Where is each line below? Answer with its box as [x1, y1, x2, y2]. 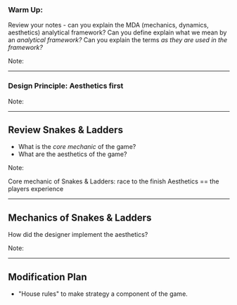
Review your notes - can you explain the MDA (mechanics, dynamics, [8, 21, 210, 30]
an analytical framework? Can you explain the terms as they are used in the [8, 36, 228, 44]
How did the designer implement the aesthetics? [8, 231, 148, 239]
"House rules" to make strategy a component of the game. [18, 290, 188, 298]
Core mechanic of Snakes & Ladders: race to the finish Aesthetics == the [8, 177, 219, 186]
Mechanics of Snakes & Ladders [8, 212, 152, 223]
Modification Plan [8, 271, 87, 283]
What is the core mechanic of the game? [18, 143, 136, 151]
